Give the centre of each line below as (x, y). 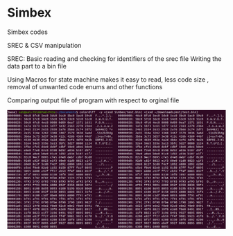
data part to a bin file (37, 66)
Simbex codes (28, 32)
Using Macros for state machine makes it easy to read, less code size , (108, 79)
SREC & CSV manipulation (44, 45)
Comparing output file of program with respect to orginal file (93, 100)
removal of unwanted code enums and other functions (85, 87)
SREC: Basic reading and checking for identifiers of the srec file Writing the (114, 58)
